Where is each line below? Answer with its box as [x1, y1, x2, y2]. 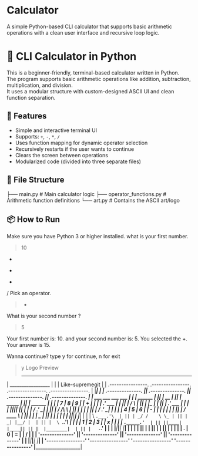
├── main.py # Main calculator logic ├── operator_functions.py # [6, 190, 167, 197]
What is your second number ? [6, 312, 81, 320]
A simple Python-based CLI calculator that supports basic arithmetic [6, 23, 173, 30]
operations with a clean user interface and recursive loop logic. [6, 29, 160, 36]
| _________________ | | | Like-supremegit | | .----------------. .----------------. [6, 381, 192, 388]
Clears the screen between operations [15, 151, 108, 158]
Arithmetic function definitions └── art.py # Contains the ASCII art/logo [6, 197, 180, 204]
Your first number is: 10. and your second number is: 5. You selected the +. [6, 335, 187, 342]
